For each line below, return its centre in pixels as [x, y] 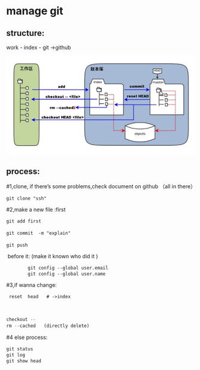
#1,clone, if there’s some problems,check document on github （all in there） [101, 186]
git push [17, 245]
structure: [25, 33]
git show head [24, 361]
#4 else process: [27, 337]
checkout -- [21, 320]
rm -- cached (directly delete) [48, 326]
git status [20, 349]
